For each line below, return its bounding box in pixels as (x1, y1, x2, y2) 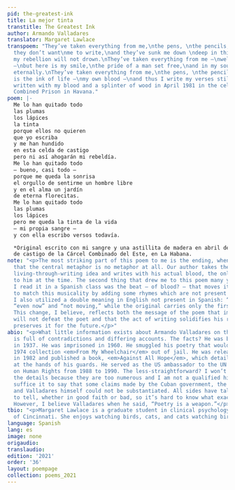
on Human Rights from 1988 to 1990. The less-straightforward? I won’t (13, 368, 227, 375)
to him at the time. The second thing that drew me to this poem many (13, 276, 224, 283)
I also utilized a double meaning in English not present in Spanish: (13, 296, 224, 303)
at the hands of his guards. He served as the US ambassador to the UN (13, 361, 227, 368)
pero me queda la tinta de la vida (13, 218, 117, 225)
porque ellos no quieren (13, 127, 86, 134)
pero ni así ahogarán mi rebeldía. (13, 153, 117, 161)
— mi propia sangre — (13, 225, 77, 232)
